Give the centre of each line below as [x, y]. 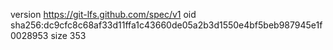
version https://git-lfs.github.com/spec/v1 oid [103, 14]
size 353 [68, 35]
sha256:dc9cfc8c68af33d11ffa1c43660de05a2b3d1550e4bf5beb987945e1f [166, 25]
